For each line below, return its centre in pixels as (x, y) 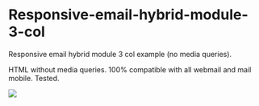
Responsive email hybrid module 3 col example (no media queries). (120, 54)
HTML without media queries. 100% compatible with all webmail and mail (130, 69)
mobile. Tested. (34, 78)
